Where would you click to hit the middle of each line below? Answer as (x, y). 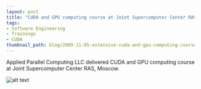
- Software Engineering (36, 28)
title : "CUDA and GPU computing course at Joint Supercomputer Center (96, 17)
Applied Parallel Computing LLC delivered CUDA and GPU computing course (100, 62)
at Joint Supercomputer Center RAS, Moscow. (63, 68)
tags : (13, 23)
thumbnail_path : (26, 45)
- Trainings (21, 34)
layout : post (22, 12)
